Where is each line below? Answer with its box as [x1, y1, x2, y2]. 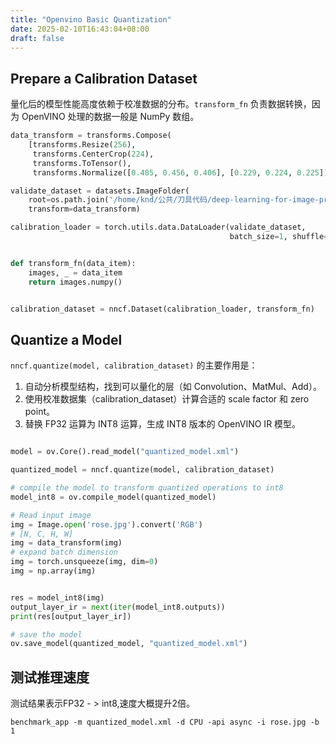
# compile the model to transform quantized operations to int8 [10, 483, 284, 493]
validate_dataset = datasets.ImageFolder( [10, 186, 190, 196]
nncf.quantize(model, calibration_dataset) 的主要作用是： [10, 359, 258, 371]
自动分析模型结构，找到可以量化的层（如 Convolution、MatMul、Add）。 [24, 381, 322, 393]
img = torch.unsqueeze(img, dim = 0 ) [10, 557, 159, 567]
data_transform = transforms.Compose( [10, 131, 172, 141]
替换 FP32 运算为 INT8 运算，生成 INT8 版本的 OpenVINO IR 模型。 [24, 418, 302, 430]
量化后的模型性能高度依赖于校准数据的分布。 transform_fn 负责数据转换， [10, 98, 312, 110]
